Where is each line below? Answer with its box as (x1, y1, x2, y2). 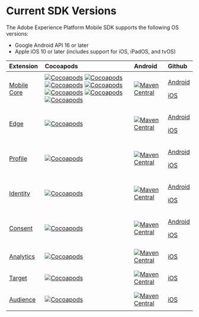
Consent (9, 224, 33, 232)
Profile (9, 154, 28, 163)
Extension (9, 62, 38, 70)
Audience (9, 295, 36, 303)
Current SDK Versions (6, 4, 117, 18)
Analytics (9, 252, 36, 261)
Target (9, 274, 28, 282)
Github (168, 62, 188, 70)
